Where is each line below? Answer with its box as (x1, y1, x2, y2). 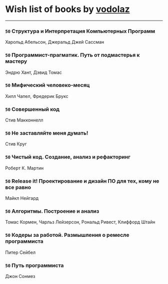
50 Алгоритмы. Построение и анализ (5, 207, 99, 214)
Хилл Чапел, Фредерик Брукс (5, 93, 68, 99)
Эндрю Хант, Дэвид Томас (5, 69, 62, 75)
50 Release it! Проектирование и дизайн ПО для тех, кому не (5, 177, 159, 184)
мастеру (5, 58, 27, 65)
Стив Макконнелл (5, 117, 43, 123)
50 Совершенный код (5, 105, 60, 112)
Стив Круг (5, 141, 27, 147)
